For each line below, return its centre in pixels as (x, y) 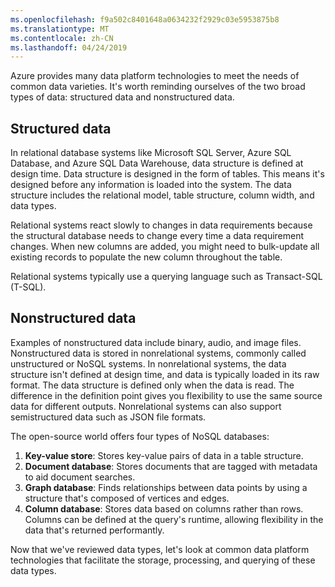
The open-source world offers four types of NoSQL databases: (140, 436)
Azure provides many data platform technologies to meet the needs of (155, 76)
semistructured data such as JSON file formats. (108, 417)
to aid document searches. (80, 477)
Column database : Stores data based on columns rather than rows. (164, 508)
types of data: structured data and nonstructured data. (122, 97)
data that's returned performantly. (94, 530)
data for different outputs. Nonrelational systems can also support (146, 406)
